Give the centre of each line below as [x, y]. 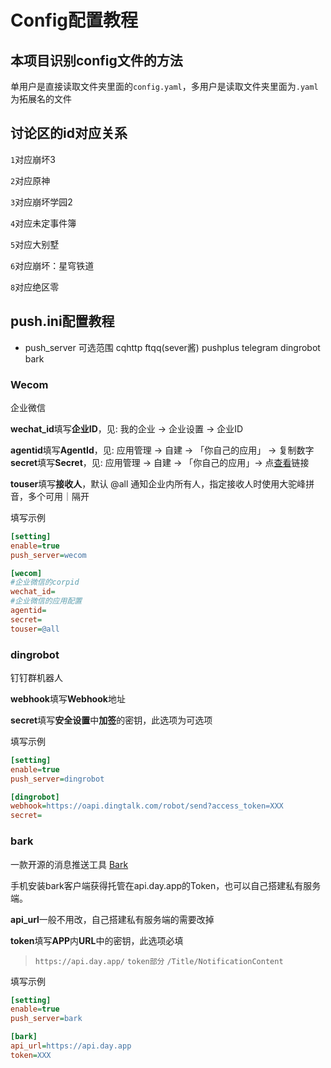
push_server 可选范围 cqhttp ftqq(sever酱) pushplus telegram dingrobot [172, 347]
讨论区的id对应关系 [69, 133]
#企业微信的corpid [45, 582]
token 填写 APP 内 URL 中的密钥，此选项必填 [97, 940]
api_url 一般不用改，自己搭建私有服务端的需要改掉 [112, 919]
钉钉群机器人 [36, 677]
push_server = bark [46, 1019]
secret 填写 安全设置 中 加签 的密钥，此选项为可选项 [111, 720]
